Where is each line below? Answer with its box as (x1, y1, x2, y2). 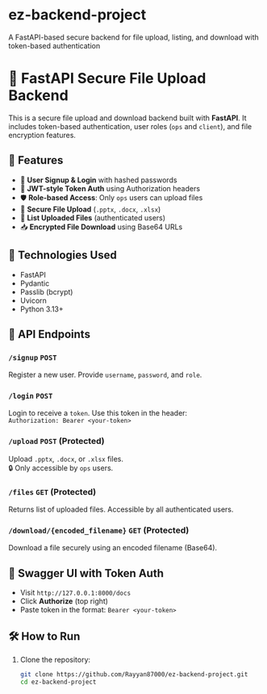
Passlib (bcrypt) (19, 286, 73, 296)
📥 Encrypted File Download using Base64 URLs (19, 222, 183, 232)
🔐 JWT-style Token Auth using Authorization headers (19, 183, 200, 193)
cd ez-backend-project (19, 678, 97, 686)
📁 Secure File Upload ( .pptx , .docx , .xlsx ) (19, 204, 161, 214)
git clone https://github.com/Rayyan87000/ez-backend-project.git (19, 671, 248, 679)
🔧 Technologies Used (8, 249, 117, 262)
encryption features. (8, 130, 77, 140)
